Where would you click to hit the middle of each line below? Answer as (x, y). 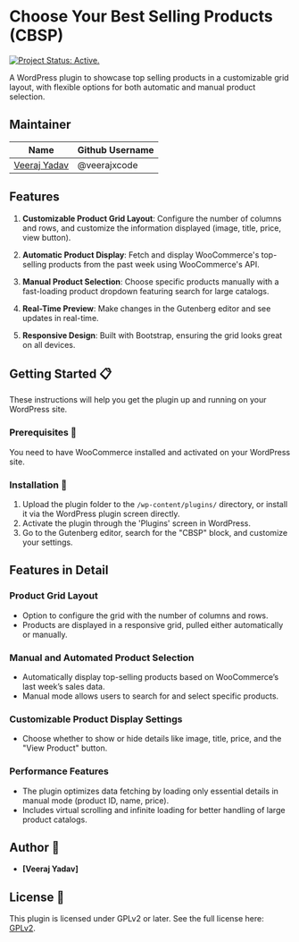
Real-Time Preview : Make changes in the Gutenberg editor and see (146, 308)
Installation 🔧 (38, 485)
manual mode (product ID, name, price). (96, 800)
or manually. (45, 634)
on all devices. (49, 344)
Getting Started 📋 (61, 373)
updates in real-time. (61, 318)
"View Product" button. (65, 748)
